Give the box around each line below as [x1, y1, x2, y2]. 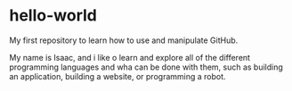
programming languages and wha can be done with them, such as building [9, 62, 283, 72]
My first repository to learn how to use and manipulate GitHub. [9, 35, 239, 45]
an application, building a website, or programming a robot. [9, 70, 226, 81]
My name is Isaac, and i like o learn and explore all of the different [9, 52, 251, 62]
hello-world [9, 5, 98, 26]
